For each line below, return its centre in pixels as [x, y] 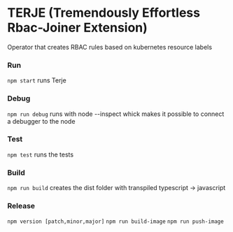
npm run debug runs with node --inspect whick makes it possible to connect [116, 114]
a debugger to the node [41, 121]
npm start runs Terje [37, 80]
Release [21, 206]
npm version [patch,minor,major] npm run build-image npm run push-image [115, 222]
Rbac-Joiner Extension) [78, 28]
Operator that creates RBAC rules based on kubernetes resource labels [110, 47]
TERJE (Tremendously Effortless [104, 13]
